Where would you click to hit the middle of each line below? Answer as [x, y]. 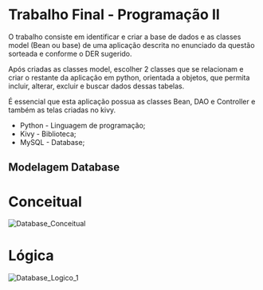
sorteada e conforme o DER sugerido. [71, 53]
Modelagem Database [64, 168]
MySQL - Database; [52, 142]
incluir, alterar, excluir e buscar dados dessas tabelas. [96, 86]
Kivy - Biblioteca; [48, 134]
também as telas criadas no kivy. [62, 110]
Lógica [31, 256]
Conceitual [45, 202]
